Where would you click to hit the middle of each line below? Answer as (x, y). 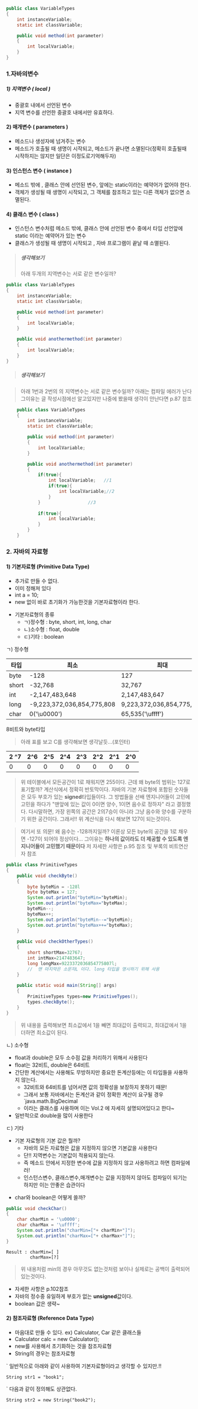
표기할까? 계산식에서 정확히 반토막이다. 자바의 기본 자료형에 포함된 (97, 790)
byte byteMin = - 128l (54, 887)
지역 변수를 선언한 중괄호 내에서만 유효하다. (64, 112)
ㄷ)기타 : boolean (44, 637)
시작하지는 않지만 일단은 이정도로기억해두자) (65, 156)
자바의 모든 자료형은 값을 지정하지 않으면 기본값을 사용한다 (90, 1148)
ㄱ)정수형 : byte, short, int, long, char (67, 622)
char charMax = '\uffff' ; (49, 1225)
